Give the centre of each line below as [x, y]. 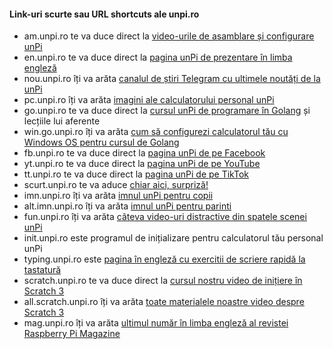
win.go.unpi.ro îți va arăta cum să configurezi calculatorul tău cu [156, 132]
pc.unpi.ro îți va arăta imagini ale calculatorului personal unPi [149, 100]
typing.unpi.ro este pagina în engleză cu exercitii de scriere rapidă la [164, 259]
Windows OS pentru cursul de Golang [101, 142]
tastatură [42, 270]
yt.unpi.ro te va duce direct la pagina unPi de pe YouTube [142, 164]
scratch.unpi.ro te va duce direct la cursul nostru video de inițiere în [163, 281]
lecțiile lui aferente [62, 121]
